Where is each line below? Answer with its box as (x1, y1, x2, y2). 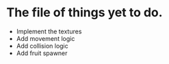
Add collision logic (16, 42, 69, 50)
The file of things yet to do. (6, 5, 163, 20)
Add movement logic (16, 34, 75, 42)
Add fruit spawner (16, 49, 68, 57)
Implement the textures (16, 27, 82, 35)
